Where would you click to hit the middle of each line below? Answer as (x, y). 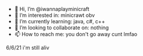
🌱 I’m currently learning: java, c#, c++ (60, 21)
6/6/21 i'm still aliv (28, 48)
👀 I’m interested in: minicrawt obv (55, 15)
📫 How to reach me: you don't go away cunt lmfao (76, 34)
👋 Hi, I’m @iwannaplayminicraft (52, 9)
